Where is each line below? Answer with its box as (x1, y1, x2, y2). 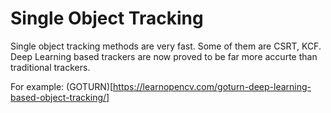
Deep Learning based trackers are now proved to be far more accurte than (10, 50, 318, 62)
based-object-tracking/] (10, 91, 110, 103)
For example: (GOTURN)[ (10, 80, 114, 92)
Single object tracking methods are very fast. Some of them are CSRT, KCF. (10, 40, 322, 52)
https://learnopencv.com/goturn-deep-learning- (113, 80, 312, 92)
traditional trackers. (10, 61, 91, 73)
